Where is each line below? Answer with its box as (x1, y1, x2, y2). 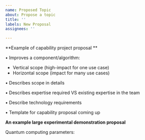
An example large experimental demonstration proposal (5, 119, 126, 125)
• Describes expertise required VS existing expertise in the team (5, 90, 140, 96)
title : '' (5, 17, 26, 22)
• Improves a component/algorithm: (5, 54, 80, 61)
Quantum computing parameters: (5, 129, 75, 135)
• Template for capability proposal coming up (5, 109, 101, 116)
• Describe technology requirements (5, 100, 82, 106)
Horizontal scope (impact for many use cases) (12, 70, 110, 76)
